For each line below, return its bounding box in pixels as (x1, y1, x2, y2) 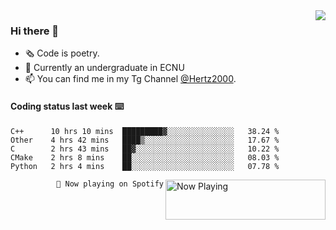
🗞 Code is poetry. (24, 47, 100, 59)
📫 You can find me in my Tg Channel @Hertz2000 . (24, 73, 237, 85)
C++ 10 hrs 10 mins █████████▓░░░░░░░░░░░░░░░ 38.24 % (10, 126, 280, 136)
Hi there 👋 (10, 24, 60, 38)
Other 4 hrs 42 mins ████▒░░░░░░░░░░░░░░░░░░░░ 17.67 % (10, 135, 280, 145)
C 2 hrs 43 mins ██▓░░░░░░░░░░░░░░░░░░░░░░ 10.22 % (10, 144, 280, 154)
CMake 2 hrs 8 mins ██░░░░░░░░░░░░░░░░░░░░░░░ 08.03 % (10, 152, 280, 163)
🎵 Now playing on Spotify (56, 179, 164, 189)
